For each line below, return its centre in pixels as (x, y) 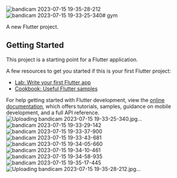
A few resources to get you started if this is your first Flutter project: (88, 71)
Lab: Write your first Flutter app (53, 82)
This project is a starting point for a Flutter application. (72, 60)
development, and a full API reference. (53, 113)
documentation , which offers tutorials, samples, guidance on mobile (88, 106)
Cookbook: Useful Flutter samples (56, 88)
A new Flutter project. (32, 27)
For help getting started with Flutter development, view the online (86, 100)
